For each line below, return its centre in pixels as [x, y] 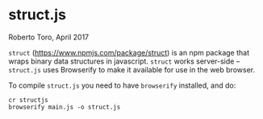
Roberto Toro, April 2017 [49, 37]
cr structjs [28, 100]
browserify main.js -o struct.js [65, 107]
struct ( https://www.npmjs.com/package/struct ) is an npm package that [129, 52]
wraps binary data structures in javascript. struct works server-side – [124, 61]
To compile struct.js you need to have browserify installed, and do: [122, 85]
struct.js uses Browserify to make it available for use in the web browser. [132, 69]
